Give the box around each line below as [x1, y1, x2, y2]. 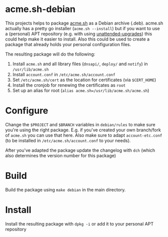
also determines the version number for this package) [5, 152, 116, 158]
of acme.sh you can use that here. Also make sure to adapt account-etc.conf [5, 132, 162, 138]
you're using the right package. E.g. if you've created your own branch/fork [5, 127, 161, 133]
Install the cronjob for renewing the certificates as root [12, 82, 126, 88]
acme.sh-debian [5, 4, 76, 15]
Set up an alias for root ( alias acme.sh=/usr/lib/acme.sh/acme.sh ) [12, 87, 149, 93]
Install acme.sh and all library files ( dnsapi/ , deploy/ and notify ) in [12, 61, 148, 67]
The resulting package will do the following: [5, 51, 95, 57]
